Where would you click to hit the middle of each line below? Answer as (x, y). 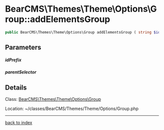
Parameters (23, 47)
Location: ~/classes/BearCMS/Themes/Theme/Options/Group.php (72, 109)
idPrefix (13, 60)
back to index (19, 122)
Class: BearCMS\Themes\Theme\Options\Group (53, 99)
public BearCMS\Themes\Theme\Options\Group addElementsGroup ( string (78, 32)
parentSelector (21, 72)
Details (16, 87)
